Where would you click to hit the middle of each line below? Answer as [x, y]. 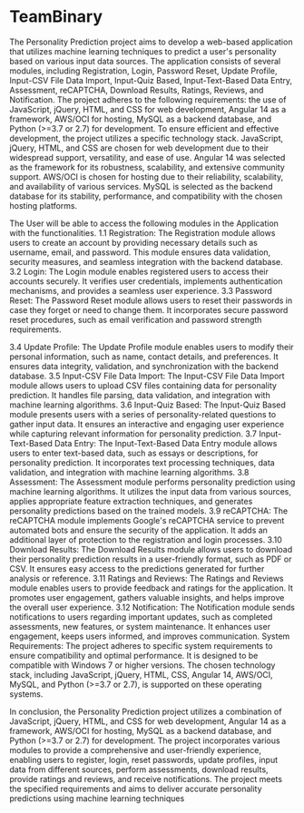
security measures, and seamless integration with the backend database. [146, 261]
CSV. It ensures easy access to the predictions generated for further [137, 568]
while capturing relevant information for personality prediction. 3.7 [133, 434]
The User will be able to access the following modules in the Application [144, 223]
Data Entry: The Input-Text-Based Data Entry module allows [166, 443]
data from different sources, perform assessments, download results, [139, 769]
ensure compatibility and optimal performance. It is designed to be [134, 655]
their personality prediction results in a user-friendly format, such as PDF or [151, 559]
